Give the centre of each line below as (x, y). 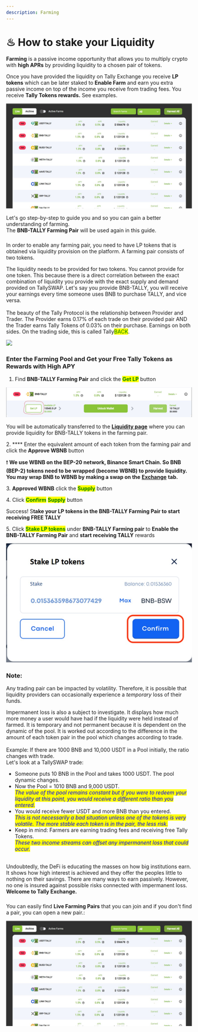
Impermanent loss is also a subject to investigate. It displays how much (92, 712)
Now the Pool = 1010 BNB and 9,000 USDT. (67, 786)
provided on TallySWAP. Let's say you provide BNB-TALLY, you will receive (97, 287)
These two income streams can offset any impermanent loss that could (101, 843)
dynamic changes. (37, 780)
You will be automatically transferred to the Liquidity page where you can (95, 426)
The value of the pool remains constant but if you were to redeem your (100, 793)
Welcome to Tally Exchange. (42, 892)
